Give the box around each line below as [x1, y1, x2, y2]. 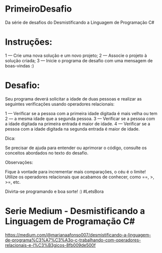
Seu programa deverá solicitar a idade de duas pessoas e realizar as [5, 96, 142, 101]
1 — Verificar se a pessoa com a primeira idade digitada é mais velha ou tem [5, 110, 158, 116]
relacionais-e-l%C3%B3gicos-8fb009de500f [5, 242, 96, 248]
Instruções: [5, 36, 52, 48]
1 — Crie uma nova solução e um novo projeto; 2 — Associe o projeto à [5, 52, 147, 58]
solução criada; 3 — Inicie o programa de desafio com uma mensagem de [5, 57, 153, 64]
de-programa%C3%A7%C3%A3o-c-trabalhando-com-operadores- [5, 237, 141, 243]
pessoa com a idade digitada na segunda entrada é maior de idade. [5, 126, 140, 132]
